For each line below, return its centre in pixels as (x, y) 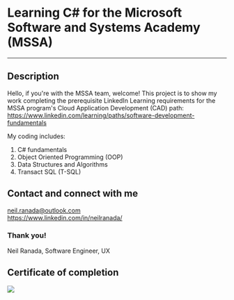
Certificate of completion (63, 273)
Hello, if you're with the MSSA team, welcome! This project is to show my (112, 93)
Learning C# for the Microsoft (95, 13)
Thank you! (27, 235)
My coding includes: (37, 136)
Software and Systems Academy (104, 27)
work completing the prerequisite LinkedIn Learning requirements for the (111, 100)
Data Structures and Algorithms (62, 164)
